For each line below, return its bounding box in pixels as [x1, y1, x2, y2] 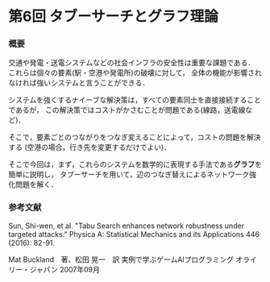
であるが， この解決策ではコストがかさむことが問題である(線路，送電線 [8, 106, 246, 115]
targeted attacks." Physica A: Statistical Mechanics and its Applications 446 [8, 229, 260, 238]
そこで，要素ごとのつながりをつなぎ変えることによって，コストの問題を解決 [8, 132, 261, 142]
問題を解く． [15, 180, 58, 189]
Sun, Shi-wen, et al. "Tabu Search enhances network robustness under [8, 221, 244, 230]
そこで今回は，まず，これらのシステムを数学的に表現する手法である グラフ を [8, 160, 262, 169]
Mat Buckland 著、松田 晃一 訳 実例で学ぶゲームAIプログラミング [8, 255, 235, 264]
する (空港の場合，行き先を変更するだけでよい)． [8, 143, 172, 152]
